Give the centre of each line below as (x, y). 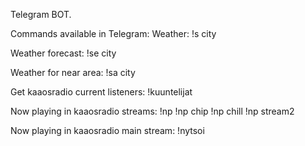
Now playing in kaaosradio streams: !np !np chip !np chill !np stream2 (152, 111)
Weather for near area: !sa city (73, 72)
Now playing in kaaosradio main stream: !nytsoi (107, 130)
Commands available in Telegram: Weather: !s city (113, 33)
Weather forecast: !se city (63, 53)
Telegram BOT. (41, 14)
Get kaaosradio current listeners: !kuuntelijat (101, 92)
